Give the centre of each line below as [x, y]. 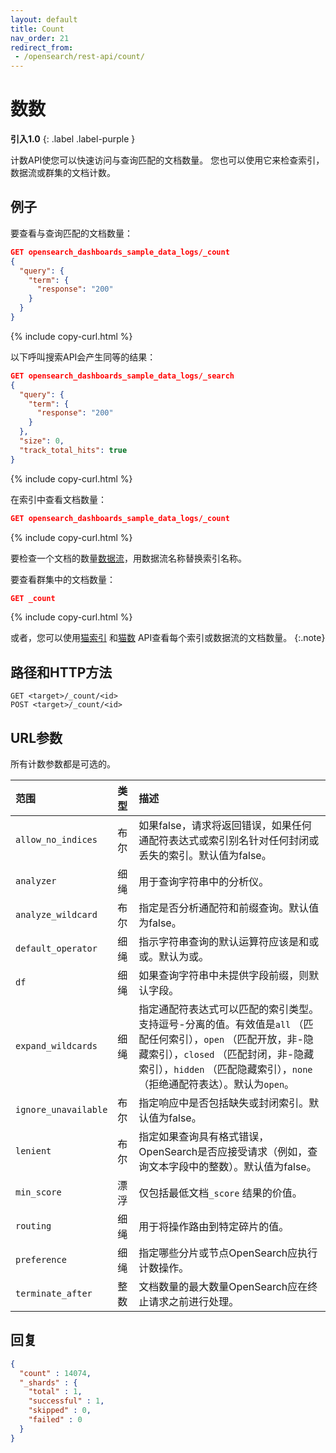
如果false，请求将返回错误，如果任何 [225, 825]
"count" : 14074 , [55, 1373]
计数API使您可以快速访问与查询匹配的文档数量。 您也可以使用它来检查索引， [167, 160]
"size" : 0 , [42, 441]
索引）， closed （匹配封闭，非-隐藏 [231, 1054]
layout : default [44, 19]
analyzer [36, 881]
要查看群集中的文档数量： [63, 579]
